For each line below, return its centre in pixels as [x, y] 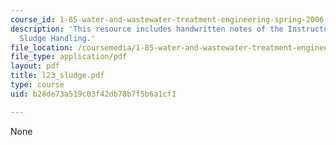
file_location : [42, 47]
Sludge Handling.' [58, 38]
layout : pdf [35, 66]
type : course [37, 85]
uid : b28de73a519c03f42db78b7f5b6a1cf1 [93, 94]
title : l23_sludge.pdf [57, 76]
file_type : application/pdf [69, 57]
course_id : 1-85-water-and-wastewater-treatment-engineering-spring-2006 [167, 19]
